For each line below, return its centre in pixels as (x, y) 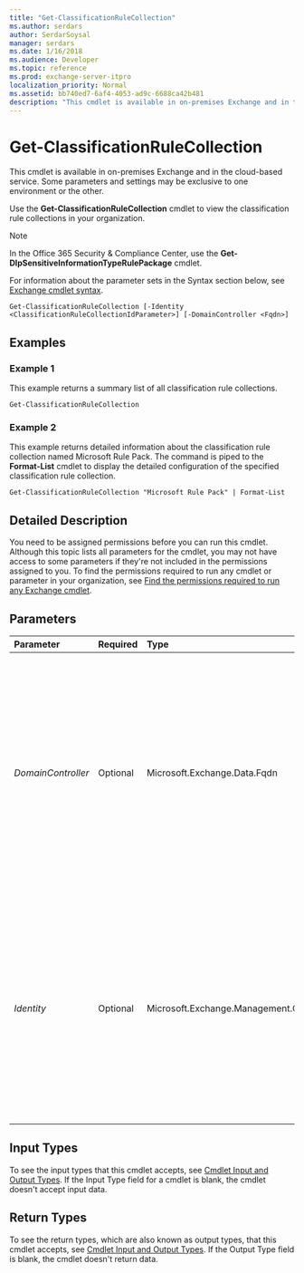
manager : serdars (42, 43)
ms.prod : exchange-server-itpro (70, 77)
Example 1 (32, 368)
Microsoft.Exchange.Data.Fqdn (212, 773)
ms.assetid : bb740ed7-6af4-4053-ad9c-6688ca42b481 (107, 93)
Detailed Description (69, 521)
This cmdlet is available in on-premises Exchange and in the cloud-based (146, 172)
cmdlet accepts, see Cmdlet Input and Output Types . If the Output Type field (152, 1249)
